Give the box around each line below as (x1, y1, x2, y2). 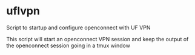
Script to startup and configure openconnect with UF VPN (6, 24, 151, 31)
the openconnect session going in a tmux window (6, 42, 130, 49)
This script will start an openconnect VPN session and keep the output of (6, 35, 189, 42)
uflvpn (6, 4, 41, 18)
